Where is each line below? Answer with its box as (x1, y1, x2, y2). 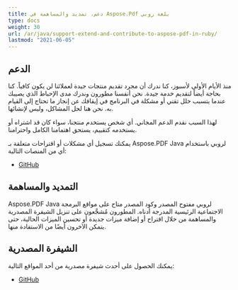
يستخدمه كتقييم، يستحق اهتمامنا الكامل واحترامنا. (8, 125, 137, 134)
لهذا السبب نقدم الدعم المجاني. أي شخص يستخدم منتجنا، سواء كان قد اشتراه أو (8, 117, 217, 126)
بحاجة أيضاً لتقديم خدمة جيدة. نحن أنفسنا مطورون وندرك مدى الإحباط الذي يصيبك (8, 89, 221, 98)
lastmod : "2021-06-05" (8, 37, 75, 44)
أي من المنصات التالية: (8, 146, 67, 155)
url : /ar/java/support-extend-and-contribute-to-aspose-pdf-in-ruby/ (8, 30, 218, 37)
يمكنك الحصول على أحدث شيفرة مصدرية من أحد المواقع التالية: (8, 261, 175, 269)
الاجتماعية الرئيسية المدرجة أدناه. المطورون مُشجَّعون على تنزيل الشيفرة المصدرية (8, 207, 224, 216)
